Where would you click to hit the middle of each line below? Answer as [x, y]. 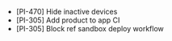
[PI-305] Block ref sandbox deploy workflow [90, 29]
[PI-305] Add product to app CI [68, 20]
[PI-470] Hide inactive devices [67, 12]
